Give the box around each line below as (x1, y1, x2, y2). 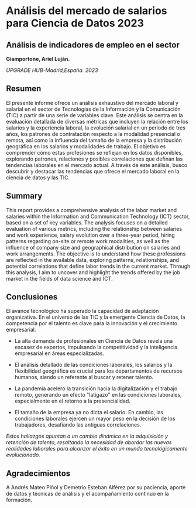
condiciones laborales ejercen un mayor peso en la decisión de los (14, 415, 176, 422)
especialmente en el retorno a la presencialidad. (14, 397, 130, 405)
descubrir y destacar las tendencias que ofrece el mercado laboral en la (6, 168, 180, 175)
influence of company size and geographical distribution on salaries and (6, 244, 180, 251)
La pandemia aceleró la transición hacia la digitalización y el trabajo (14, 385, 178, 392)
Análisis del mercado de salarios (6, 4, 168, 18)
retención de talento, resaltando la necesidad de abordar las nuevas (6, 439, 172, 446)
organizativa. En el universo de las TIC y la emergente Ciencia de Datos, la (6, 313, 185, 321)
